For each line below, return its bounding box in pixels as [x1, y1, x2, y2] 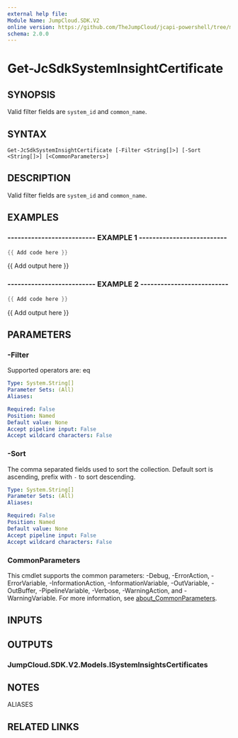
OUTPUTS [7, 638, 53, 650]
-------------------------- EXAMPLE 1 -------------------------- [7, 233, 227, 243]
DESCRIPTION [7, 172, 71, 184]
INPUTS [7, 614, 42, 627]
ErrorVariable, [7, 579, 48, 587]
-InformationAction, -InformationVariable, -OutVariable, [49, 579, 210, 587]
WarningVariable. [7, 594, 58, 602]
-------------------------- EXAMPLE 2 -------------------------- [7, 279, 229, 289]
